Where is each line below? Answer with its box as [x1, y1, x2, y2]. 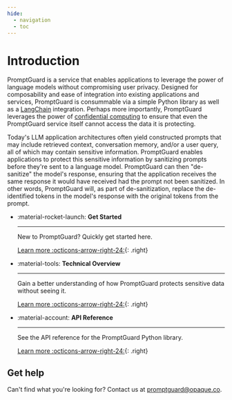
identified [7, 192, 35, 201]
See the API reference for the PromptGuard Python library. [17, 334, 183, 342]
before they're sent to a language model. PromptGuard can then [7, 163, 190, 171]
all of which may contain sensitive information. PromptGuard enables [7, 148, 203, 156]
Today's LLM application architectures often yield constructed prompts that [7, 133, 222, 142]
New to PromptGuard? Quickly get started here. [17, 233, 153, 241]
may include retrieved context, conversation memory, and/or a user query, [7, 140, 219, 149]
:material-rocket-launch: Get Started [17, 212, 122, 221]
